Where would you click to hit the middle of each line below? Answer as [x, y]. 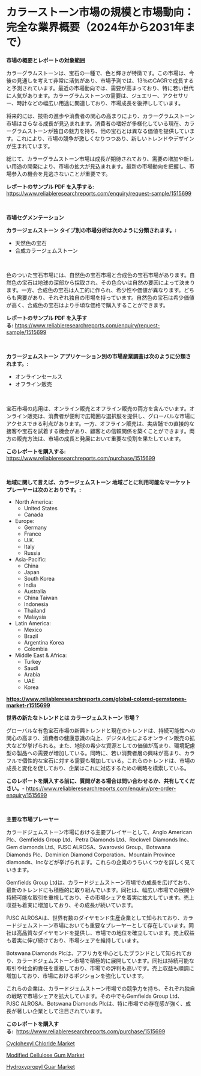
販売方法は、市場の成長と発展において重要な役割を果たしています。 [100, 438]
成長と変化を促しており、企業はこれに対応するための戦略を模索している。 [98, 768]
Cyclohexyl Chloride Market [40, 1043]
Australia [35, 591]
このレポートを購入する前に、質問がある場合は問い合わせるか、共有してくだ [100, 781]
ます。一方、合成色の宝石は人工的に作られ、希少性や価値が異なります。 [95, 290]
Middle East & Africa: [41, 655]
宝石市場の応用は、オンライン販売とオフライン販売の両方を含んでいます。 [98, 408]
